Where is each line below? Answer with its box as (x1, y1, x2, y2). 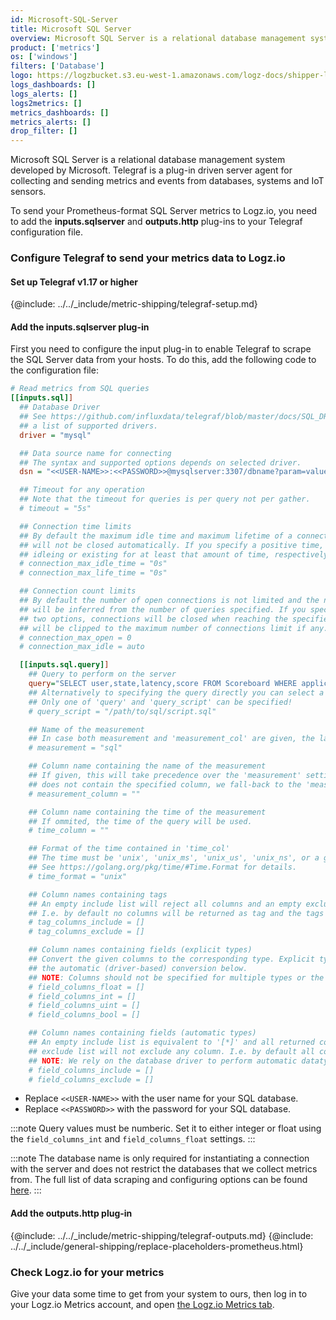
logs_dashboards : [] (10, 80, 97, 90)
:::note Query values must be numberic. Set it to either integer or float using (10, 1122, 322, 1135)
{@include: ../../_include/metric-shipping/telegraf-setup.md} (10, 298, 258, 310)
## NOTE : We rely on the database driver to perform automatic (28, 1056, 298, 1066)
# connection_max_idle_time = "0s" (19, 559, 168, 569)
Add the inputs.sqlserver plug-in (10, 321, 150, 333)
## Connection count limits (19, 586, 137, 596)
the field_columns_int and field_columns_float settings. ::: (10, 1133, 256, 1145)
